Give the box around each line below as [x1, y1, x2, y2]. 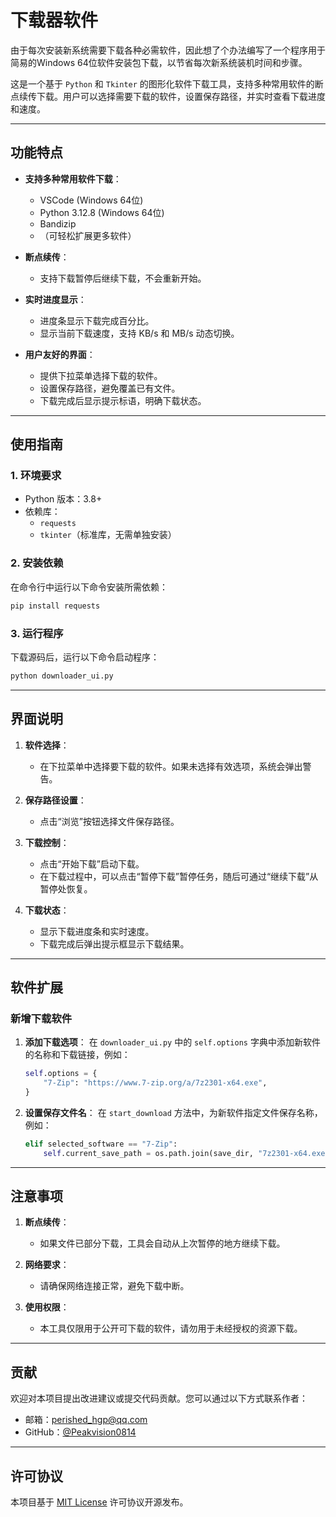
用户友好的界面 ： [24, 348, 96, 360]
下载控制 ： [24, 836, 70, 848]
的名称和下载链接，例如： [24, 1049, 131, 1061]
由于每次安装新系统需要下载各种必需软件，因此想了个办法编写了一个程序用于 [10, 44, 326, 56]
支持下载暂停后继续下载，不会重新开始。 [39, 272, 207, 284]
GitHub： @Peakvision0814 [24, 1426, 137, 1438]
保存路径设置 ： [24, 794, 87, 806]
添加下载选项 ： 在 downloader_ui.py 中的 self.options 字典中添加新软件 [24, 1036, 321, 1048]
